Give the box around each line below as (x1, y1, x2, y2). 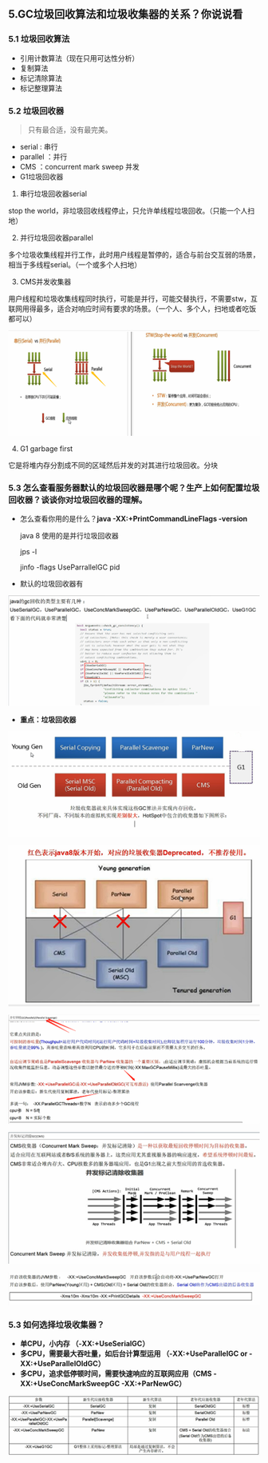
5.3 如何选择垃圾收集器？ (8, 1319, 105, 1330)
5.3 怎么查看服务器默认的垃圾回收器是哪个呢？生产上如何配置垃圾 (8, 482, 260, 494)
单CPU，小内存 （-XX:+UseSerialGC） (19, 1339, 150, 1349)
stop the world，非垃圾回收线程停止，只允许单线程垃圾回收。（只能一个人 (8, 206, 248, 215)
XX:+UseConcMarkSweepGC (19, 1379, 120, 1389)
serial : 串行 (19, 142, 58, 151)
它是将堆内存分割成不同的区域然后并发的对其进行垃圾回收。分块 (8, 461, 218, 470)
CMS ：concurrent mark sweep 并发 (19, 162, 140, 171)
